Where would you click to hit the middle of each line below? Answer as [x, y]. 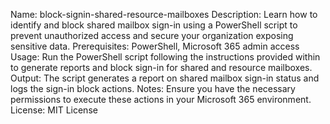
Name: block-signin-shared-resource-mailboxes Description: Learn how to [164, 14]
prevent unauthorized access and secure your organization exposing [152, 35]
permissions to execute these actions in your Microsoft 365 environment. [161, 99]
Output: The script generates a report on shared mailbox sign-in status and [165, 78]
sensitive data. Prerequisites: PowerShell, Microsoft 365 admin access [155, 46]
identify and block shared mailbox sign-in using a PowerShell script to [154, 25]
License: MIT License [54, 110]
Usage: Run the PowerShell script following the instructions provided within [165, 57]
